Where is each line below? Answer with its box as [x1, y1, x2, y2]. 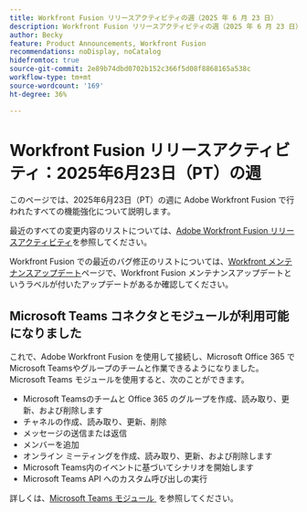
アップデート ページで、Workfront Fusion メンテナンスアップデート [33, 267, 285, 278]
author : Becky [9, 30, 64, 39]
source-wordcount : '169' [9, 81, 104, 90]
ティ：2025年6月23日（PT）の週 [9, 162, 262, 183]
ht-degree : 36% [9, 89, 68, 99]
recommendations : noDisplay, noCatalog [9, 47, 162, 57]
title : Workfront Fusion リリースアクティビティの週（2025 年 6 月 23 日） [9, 13, 279, 23]
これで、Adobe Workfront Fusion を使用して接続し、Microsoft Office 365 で [9, 351, 295, 362]
